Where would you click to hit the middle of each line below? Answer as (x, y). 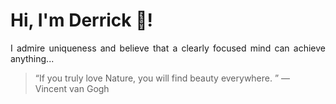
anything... (32, 58)
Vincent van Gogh (72, 88)
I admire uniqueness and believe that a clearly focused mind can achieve (168, 48)
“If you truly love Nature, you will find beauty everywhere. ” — (162, 78)
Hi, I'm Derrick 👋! (81, 20)
